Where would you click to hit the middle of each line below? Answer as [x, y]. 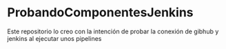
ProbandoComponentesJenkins [101, 13]
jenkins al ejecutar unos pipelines [54, 38]
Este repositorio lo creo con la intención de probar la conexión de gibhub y [113, 31]
